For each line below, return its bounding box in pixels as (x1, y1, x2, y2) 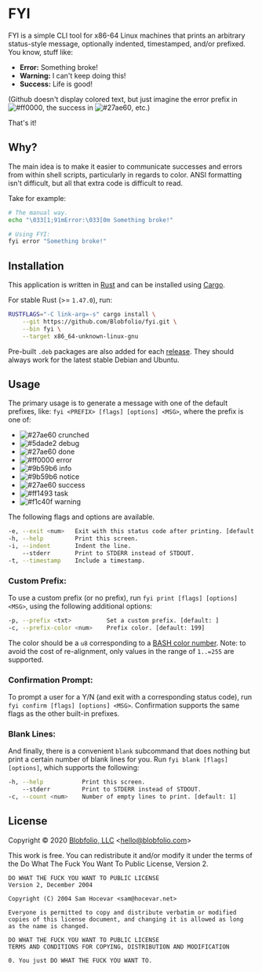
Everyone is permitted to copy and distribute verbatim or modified (8, 908, 237, 916)
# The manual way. (8, 209, 68, 217)
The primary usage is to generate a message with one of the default (8, 398, 228, 408)
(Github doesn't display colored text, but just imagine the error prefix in (8, 94, 238, 104)
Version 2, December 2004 (8, 881, 93, 889)
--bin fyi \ (22, 325, 61, 333)
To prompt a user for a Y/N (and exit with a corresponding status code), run (8, 692, 253, 702)
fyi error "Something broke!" (8, 237, 107, 246)
